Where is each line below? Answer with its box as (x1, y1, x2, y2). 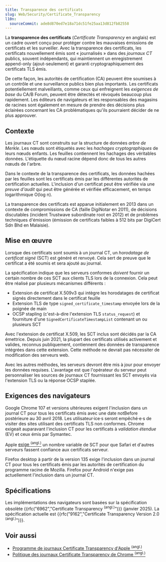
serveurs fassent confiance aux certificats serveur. (5, 447, 109, 453)
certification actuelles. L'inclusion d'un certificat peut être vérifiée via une (5, 181, 155, 187)
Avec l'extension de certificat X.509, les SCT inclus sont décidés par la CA (5, 331, 157, 337)
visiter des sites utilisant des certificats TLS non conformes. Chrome (5, 421, 144, 426)
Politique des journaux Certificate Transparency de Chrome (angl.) (12, 550, 146, 557)
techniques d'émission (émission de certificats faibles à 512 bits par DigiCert (5, 217, 161, 223)
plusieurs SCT (12, 321, 41, 327)
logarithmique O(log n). (5, 191, 53, 198)
